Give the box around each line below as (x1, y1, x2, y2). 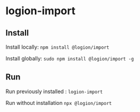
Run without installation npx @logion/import (5, 99, 112, 106)
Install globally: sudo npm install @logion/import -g (5, 55, 134, 62)
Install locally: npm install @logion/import (5, 43, 110, 50)
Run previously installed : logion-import (5, 88, 103, 95)
